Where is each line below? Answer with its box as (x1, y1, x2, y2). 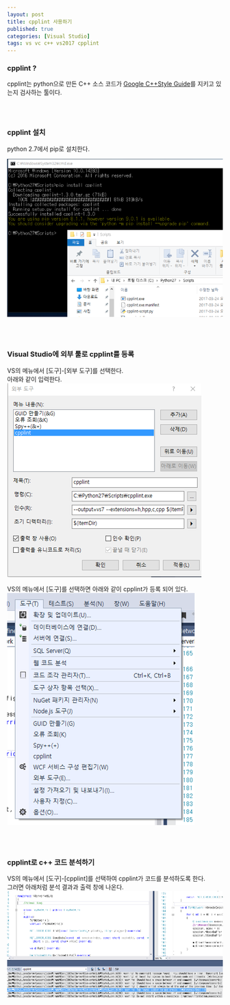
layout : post (7, 11, 44, 18)
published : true (7, 25, 53, 32)
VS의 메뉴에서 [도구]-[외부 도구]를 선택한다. (7, 367, 124, 375)
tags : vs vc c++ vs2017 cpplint (7, 40, 99, 47)
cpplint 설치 (7, 127, 46, 137)
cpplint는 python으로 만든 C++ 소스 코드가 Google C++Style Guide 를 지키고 (7, 79, 214, 88)
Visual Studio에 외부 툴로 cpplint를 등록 (7, 349, 135, 359)
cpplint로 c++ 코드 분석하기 (7, 857, 95, 867)
